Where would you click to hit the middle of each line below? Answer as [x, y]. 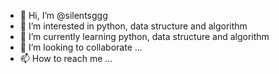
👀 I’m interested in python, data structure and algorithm [133, 26]
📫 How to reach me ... [66, 58]
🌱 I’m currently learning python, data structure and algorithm [144, 36]
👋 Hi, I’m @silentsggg [63, 15]
